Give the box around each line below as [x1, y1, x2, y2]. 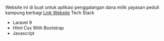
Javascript [12, 30, 35, 36]
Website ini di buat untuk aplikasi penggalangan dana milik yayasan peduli [5, 5, 159, 10]
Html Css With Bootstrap [12, 25, 64, 31]
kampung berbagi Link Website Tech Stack [5, 10, 95, 16]
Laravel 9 [12, 20, 32, 25]
